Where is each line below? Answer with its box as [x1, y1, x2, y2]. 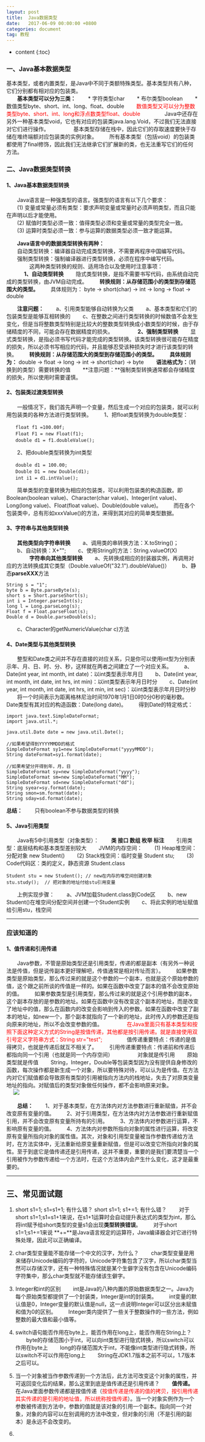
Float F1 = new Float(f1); [15, 431, 84, 437]
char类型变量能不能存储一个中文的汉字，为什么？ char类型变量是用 [15, 1249, 195, 1257]
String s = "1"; [6, 582, 48, 588]
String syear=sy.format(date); [6, 785, 86, 791]
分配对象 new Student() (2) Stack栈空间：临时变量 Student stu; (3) [6, 852, 194, 859]
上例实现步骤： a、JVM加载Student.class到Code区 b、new [16, 891, 187, 898]
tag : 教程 [6, 32, 29, 38]
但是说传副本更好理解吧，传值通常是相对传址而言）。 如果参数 [32, 967, 198, 975]
